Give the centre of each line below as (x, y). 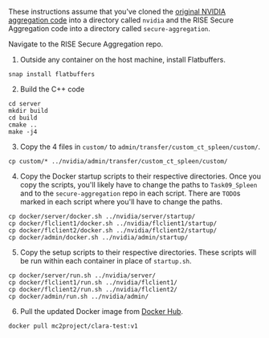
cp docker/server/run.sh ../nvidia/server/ (82, 276)
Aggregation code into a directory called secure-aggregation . (110, 28)
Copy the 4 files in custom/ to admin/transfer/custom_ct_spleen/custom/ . (140, 147)
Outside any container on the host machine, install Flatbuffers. (123, 60)
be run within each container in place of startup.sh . (106, 261)
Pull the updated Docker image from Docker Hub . (101, 311)
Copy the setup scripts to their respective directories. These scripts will (138, 252)
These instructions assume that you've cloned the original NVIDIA (117, 12)
